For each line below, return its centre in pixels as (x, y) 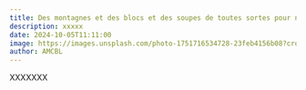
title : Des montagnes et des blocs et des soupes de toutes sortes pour (150, 18)
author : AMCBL (36, 52)
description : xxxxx (46, 26)
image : (22, 43)
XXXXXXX (29, 77)
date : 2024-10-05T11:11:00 (61, 35)
